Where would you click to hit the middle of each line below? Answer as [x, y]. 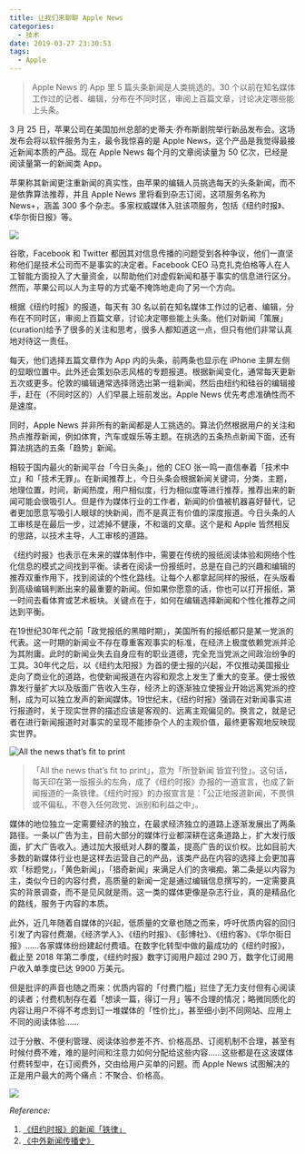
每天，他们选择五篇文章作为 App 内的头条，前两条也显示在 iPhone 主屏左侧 [150, 360]
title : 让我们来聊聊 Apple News [67, 18]
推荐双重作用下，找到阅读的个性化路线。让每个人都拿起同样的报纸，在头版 [148, 577]
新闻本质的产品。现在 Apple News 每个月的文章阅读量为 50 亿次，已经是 [152, 152]
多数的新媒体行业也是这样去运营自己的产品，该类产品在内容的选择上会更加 [148, 858]
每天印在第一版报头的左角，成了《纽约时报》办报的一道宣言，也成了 [159, 782]
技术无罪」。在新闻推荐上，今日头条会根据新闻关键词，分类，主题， [166, 478]
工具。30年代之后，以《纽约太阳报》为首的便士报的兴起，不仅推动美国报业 [150, 665]
